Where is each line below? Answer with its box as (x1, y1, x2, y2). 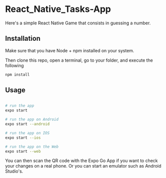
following (5, 62, 24, 68)
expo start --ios (5, 135, 41, 140)
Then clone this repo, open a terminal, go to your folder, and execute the (5, 57, 153, 63)
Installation (5, 34, 41, 43)
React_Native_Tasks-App (5, 3, 111, 15)
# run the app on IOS (5, 130, 50, 135)
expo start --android (5, 122, 50, 127)
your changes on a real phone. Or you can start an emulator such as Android (5, 163, 162, 169)
